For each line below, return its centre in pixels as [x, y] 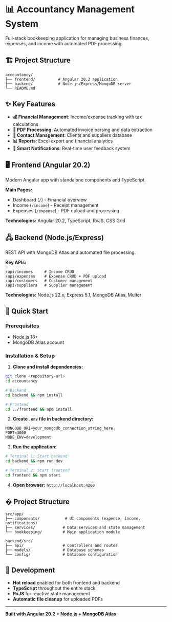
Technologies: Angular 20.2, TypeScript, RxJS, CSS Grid [65, 221]
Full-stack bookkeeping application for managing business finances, [77, 38]
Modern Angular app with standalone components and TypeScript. [76, 180]
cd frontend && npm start [33, 475]
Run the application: [35, 447]
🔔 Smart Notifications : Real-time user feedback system [71, 148]
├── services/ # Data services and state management [75, 527]
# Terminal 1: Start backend [36, 456]
